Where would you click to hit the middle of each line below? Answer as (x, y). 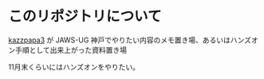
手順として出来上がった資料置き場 (71, 49)
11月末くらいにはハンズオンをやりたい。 (74, 67)
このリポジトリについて (85, 16)
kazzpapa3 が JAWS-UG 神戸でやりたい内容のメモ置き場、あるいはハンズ (130, 40)
